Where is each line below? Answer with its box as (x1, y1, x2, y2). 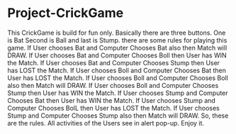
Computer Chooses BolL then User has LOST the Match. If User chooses (7, 104, 220, 112)
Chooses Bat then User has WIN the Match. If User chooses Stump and (7, 96, 216, 104)
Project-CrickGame (7, 5, 124, 21)
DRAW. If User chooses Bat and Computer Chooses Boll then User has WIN (7, 51, 227, 60)
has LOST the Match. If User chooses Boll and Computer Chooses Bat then (7, 66, 227, 74)
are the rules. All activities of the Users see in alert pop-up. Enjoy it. (7, 118, 204, 127)
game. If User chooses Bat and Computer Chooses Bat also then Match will (7, 43, 227, 52)
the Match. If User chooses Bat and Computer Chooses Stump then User (7, 58, 220, 67)
